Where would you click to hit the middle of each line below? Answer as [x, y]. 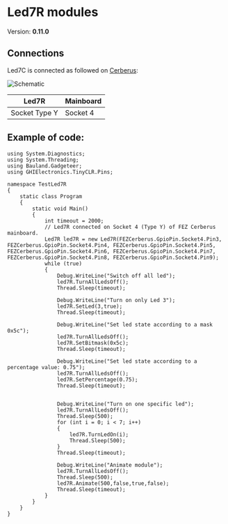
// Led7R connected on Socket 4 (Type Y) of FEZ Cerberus [130, 227]
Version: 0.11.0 [28, 31]
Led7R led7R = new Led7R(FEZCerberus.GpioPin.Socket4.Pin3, [133, 239]
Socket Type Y [34, 112]
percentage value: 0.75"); [46, 367]
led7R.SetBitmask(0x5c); [93, 343]
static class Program [51, 196]
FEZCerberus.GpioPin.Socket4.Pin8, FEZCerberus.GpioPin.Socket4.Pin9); [113, 257]
